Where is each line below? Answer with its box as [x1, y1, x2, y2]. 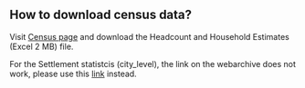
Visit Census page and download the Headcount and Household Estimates [9, 31, 289, 42]
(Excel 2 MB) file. [9, 41, 74, 52]
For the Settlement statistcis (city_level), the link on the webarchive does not [9, 58, 297, 69]
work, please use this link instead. [9, 68, 137, 79]
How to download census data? [9, 7, 193, 23]
